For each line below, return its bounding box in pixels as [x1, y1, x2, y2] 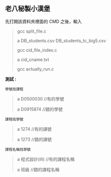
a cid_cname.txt [17, 57, 49, 62]
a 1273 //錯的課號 [17, 136, 52, 142]
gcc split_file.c [17, 28, 46, 34]
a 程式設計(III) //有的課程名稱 [17, 156, 75, 162]
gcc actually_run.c [17, 66, 54, 72]
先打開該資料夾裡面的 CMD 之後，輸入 [5, 19, 82, 24]
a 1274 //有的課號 [17, 126, 52, 132]
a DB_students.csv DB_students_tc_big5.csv [17, 38, 106, 43]
